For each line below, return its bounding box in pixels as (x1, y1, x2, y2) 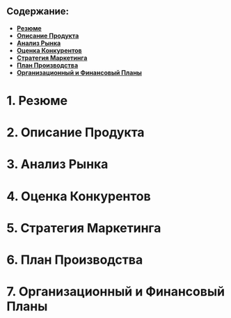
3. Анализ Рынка (6, 157, 109, 173)
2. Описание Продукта (6, 125, 145, 141)
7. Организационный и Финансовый (6, 284, 225, 300)
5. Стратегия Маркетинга (6, 220, 161, 236)
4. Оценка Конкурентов (6, 188, 151, 204)
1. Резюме (6, 93, 68, 109)
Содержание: (6, 6, 70, 17)
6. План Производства (6, 252, 143, 267)
